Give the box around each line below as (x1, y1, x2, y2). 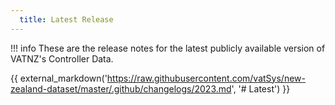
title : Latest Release (19, 14, 114, 25)
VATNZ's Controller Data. (10, 52, 114, 65)
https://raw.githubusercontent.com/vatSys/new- (106, 72, 306, 84)
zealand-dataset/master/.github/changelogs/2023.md (10, 82, 232, 95)
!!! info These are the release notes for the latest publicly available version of (10, 42, 326, 54)
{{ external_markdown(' (10, 72, 108, 84)
